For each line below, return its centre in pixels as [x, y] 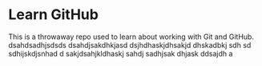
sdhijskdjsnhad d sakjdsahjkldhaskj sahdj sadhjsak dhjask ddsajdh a [121, 53]
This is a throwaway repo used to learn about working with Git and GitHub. [131, 37]
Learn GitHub [53, 15]
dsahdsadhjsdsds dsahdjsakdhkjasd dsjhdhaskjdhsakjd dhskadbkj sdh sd [130, 45]
